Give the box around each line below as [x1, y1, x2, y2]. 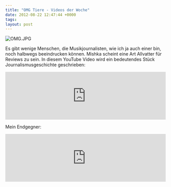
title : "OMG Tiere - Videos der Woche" [5, 7, 90, 13]
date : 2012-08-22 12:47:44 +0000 [5, 12, 76, 17]
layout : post [5, 21, 33, 27]
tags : [5, 17, 17, 22]
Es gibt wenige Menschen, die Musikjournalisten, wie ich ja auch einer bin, [5, 45, 161, 51]
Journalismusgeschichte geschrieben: [5, 62, 85, 68]
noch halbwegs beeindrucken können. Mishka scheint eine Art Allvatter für [5, 51, 162, 57]
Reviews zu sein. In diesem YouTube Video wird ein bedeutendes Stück [5, 57, 155, 63]
